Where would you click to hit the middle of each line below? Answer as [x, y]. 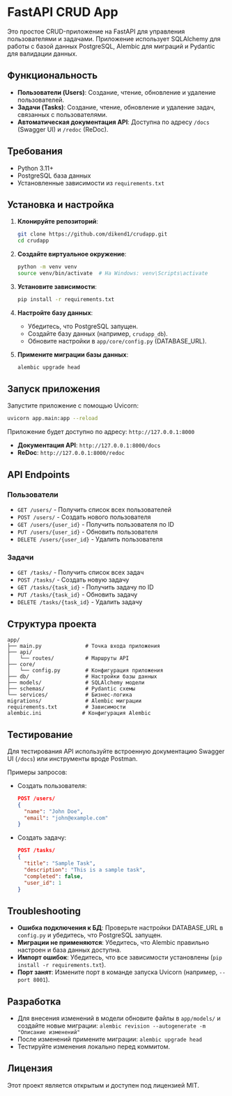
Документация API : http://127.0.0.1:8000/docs [89, 445]
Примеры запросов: [37, 772]
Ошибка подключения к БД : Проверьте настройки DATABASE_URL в [120, 928]
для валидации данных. [42, 54]
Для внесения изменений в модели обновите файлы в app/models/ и [119, 1019]
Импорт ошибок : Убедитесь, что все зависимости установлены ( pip [120, 957]
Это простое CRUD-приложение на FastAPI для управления [96, 31]
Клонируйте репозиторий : [58, 222]
